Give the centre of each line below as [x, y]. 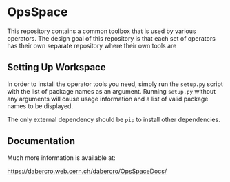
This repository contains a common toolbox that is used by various [102, 31]
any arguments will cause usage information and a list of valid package [108, 99]
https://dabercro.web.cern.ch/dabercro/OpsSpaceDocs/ [87, 171]
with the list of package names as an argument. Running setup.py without [111, 91]
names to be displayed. [40, 106]
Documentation [41, 141]
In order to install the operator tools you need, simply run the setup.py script [115, 84]
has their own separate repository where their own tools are [92, 45]
